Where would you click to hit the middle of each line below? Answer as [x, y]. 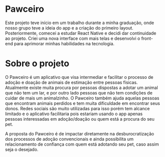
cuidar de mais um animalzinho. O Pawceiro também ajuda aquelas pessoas [82, 98]
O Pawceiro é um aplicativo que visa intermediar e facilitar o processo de [79, 77]
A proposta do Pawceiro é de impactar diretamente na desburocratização [80, 133]
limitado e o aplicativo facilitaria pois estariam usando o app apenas [74, 114]
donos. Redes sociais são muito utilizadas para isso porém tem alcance [78, 108]
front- [147, 38]
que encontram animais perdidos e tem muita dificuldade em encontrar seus [82, 103]
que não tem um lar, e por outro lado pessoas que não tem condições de [79, 93]
